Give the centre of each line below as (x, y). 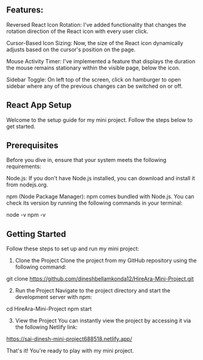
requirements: (24, 166)
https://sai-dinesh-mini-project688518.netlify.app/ (69, 339)
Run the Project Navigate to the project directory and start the (93, 291)
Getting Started (36, 234)
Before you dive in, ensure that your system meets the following (86, 160)
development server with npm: (54, 297)
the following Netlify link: (46, 327)
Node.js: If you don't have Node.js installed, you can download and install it (101, 178)
